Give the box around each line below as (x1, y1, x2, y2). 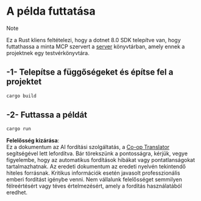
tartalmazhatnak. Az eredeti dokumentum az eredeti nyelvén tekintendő (6, 163, 186, 170)
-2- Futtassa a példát (6, 110, 87, 120)
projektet (6, 76, 42, 87)
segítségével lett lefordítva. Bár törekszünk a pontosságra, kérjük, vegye (6, 150, 188, 157)
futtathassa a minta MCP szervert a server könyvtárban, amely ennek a (6, 43, 185, 50)
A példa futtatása (6, 4, 96, 18)
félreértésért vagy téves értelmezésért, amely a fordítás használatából (6, 182, 182, 190)
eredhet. (6, 189, 27, 196)
